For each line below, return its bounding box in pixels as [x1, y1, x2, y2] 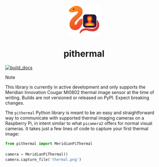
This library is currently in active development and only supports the [5, 84, 146, 90]
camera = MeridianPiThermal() [5, 151, 68, 156]
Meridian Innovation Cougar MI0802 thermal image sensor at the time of [5, 89, 154, 95]
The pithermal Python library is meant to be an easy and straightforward [5, 109, 154, 115]
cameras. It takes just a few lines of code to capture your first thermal [5, 125, 148, 131]
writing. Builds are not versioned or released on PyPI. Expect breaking [5, 94, 149, 100]
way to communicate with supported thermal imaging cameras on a [5, 114, 144, 121]
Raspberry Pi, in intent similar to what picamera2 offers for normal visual [5, 120, 152, 126]
